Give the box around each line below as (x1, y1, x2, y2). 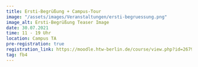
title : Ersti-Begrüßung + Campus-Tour (6, 8, 101, 15)
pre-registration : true (6, 41, 65, 47)
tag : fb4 (6, 52, 28, 58)
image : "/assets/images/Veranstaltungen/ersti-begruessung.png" (6, 14, 167, 20)
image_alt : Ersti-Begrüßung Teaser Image (6, 19, 110, 25)
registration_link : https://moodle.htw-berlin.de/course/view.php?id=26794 (6, 47, 196, 52)
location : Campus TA (6, 36, 57, 41)
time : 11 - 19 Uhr (6, 30, 51, 36)
